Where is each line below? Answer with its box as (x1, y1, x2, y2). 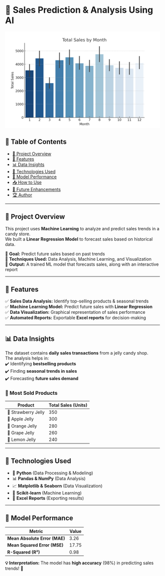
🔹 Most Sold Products (5, 390, 58, 397)
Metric (29, 528, 43, 534)
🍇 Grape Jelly (7, 430, 34, 436)
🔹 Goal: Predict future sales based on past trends (5, 250, 105, 257)
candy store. (5, 231, 31, 237)
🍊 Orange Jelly (7, 423, 37, 429)
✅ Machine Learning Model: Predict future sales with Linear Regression (5, 304, 153, 310)
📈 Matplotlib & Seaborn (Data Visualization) (12, 483, 103, 489)
